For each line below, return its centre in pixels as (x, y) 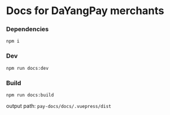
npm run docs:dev (27, 68)
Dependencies (27, 29)
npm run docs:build (30, 95)
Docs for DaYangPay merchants (85, 11)
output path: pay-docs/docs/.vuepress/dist (59, 106)
